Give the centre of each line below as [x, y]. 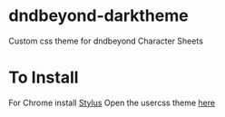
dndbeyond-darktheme [98, 16]
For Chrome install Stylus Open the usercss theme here [112, 102]
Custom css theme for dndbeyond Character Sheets [106, 41]
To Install [44, 78]
